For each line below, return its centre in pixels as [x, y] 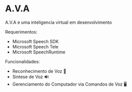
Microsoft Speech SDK [35, 41]
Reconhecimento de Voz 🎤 [39, 71]
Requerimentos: [21, 32]
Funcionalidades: [22, 61]
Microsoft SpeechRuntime [39, 52]
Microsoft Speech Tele [35, 46]
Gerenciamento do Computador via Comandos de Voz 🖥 [69, 84]
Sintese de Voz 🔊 [31, 77]
